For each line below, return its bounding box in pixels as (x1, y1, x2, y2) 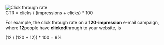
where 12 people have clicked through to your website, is (5, 25, 121, 31)
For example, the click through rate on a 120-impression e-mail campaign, (5, 20, 159, 25)
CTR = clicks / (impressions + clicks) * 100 (5, 10, 93, 16)
